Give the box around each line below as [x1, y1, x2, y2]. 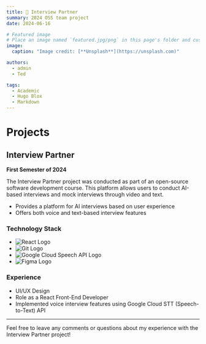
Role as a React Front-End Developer [15, 293, 109, 301]
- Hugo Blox [12, 93, 43, 100]
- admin [12, 65, 32, 71]
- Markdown [12, 99, 40, 105]
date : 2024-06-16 [6, 20, 51, 26]
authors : [6, 59, 29, 65]
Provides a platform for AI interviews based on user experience [15, 203, 175, 210]
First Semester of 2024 [6, 166, 67, 173]
